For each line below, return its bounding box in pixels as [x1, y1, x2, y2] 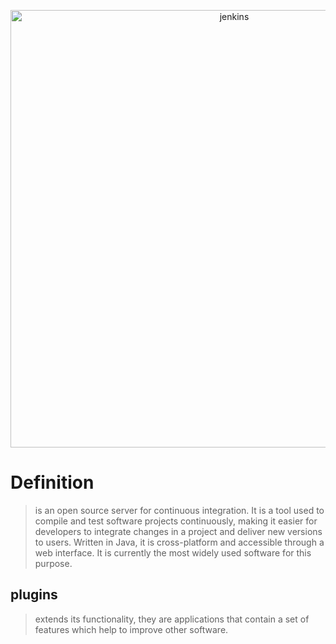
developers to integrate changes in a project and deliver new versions [34, 525, 323, 537]
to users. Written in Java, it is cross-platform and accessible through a [34, 536, 325, 548]
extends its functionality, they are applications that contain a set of [34, 613, 310, 625]
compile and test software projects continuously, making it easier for [34, 515, 318, 527]
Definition [10, 471, 95, 494]
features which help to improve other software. [34, 623, 229, 635]
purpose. [34, 557, 73, 569]
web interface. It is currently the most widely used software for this [34, 546, 312, 559]
